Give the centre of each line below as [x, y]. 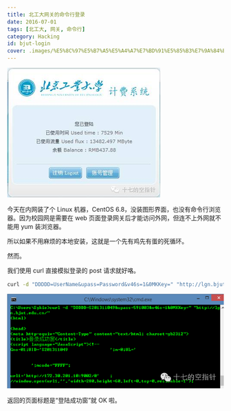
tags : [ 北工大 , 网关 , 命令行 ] [46, 29]
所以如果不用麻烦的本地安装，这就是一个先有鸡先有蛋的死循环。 [97, 241]
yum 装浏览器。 [43, 227]
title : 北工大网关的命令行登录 [46, 14]
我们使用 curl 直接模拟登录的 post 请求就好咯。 [73, 270]
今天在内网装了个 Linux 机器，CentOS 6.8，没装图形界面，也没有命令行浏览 [114, 209]
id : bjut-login [29, 44]
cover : [16, 51]
